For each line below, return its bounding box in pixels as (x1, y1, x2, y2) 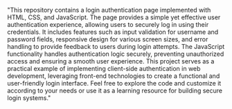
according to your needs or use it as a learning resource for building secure (7, 86, 223, 95)
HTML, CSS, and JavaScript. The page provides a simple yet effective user (7, 13, 221, 21)
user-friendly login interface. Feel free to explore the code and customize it (7, 79, 222, 87)
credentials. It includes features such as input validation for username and (7, 28, 219, 36)
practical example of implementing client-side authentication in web (7, 65, 201, 72)
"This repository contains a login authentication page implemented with (7, 6, 211, 14)
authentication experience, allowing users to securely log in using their (7, 21, 209, 28)
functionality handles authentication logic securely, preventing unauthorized (7, 50, 224, 58)
